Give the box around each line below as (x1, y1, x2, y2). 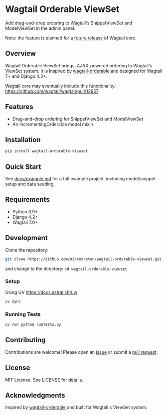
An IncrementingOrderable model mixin (12, 121, 93, 127)
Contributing (5, 336, 46, 344)
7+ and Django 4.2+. (5, 73, 47, 79)
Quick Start (5, 162, 41, 171)
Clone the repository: (5, 247, 49, 253)
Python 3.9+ (12, 208, 38, 215)
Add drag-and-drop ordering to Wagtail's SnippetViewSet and (5, 20, 133, 26)
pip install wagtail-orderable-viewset (5, 148, 88, 154)
